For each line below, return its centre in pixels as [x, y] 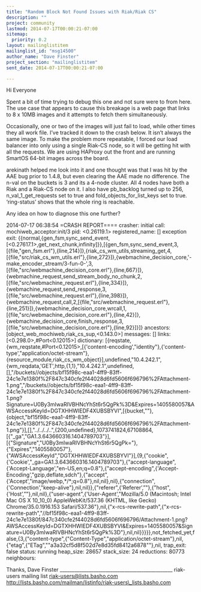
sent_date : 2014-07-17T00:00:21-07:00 [55, 68]
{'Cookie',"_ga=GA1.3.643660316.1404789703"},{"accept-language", [91, 462]
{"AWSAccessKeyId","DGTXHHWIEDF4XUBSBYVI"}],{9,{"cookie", [87, 456]
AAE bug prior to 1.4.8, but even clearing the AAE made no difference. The [98, 176]
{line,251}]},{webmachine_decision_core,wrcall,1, [67, 308]
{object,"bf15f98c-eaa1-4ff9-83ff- [48, 417]
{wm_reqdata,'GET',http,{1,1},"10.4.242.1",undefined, [70, 366]
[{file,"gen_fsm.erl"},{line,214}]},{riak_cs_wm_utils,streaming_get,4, [89, 251]
